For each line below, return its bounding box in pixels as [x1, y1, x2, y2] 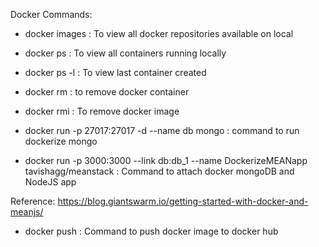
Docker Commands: [10, 9, 93, 20]
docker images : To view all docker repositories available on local [24, 28, 294, 39]
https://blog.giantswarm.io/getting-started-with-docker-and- [57, 195, 309, 207]
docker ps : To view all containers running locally [24, 47, 227, 59]
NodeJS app [24, 176, 77, 188]
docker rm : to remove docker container [24, 86, 190, 98]
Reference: [10, 195, 56, 207]
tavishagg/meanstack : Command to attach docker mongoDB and [24, 165, 295, 177]
